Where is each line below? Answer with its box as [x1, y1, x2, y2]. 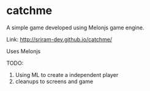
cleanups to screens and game [15, 78, 94, 85]
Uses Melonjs [6, 47, 41, 55]
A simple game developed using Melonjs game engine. [6, 24, 144, 31]
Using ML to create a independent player [15, 71, 119, 78]
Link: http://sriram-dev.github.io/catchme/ [6, 35, 112, 43]
